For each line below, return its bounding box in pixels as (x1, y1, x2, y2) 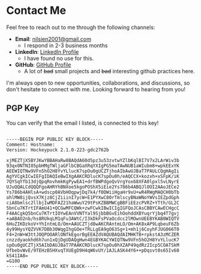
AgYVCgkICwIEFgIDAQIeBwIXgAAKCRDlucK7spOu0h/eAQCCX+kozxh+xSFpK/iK (6, 173, 180, 179)
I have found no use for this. (24, 54, 94, 62)
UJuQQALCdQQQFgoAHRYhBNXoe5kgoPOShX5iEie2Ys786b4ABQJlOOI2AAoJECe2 (6, 184, 180, 190)
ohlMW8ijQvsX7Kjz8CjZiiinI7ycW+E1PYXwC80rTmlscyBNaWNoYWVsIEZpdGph (6, 194, 180, 200)
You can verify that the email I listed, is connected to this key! (6, 119, 159, 126)
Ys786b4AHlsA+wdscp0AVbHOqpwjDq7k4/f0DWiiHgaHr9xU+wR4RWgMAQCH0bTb (6, 189, 180, 195)
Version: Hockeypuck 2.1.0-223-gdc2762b (6, 146, 110, 153)
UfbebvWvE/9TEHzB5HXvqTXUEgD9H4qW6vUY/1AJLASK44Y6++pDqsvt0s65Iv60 (6, 247, 180, 253)
